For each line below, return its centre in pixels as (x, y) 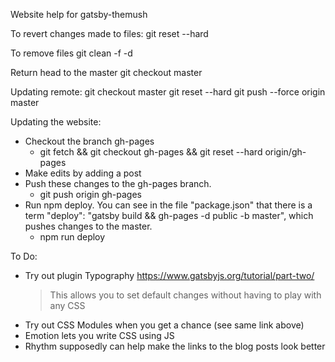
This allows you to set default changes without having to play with (185, 295)
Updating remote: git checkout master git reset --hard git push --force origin (168, 92)
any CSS (67, 305)
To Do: (24, 256)
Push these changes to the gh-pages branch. (118, 183)
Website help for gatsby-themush (79, 14)
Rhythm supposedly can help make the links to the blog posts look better (175, 346)
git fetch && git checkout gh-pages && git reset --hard (151, 152)
